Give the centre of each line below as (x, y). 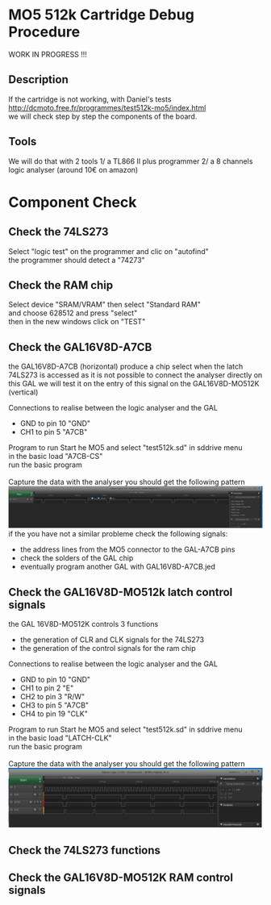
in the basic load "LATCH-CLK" (60, 738)
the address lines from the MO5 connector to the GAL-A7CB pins (127, 549)
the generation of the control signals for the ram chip (108, 649)
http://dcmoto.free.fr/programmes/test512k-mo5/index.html (107, 107)
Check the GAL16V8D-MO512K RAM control (121, 878)
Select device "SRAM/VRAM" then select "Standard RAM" (105, 305)
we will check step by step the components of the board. (103, 116)
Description (38, 79)
